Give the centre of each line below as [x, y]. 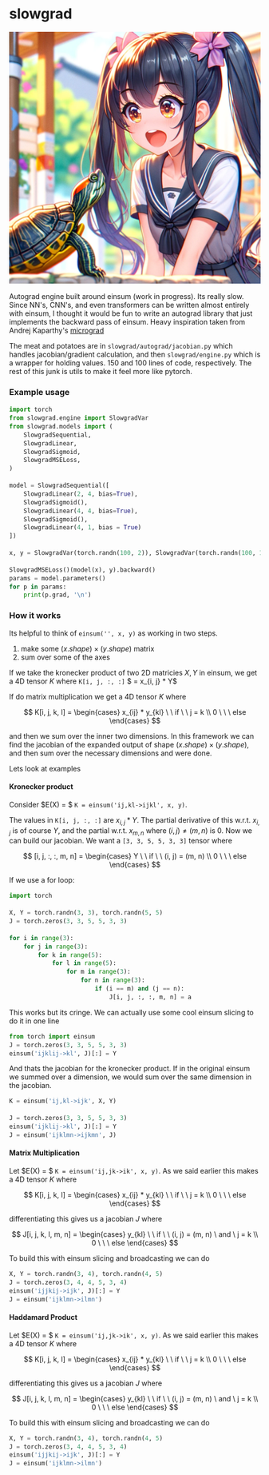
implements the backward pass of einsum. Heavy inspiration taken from [127, 321]
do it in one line [34, 1021]
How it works [35, 616]
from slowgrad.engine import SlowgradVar [79, 418]
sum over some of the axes [65, 657]
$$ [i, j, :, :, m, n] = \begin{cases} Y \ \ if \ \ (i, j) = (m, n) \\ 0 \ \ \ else [135, 856]
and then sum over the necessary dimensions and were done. [111, 753]
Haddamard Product [44, 1318]
